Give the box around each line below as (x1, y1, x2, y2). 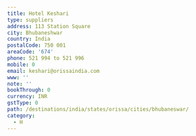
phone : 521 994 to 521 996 (7, 55, 85, 62)
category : (7, 112, 36, 119)
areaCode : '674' (7, 49, 54, 56)
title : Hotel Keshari (7, 10, 69, 17)
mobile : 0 (7, 61, 36, 68)
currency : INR (7, 93, 48, 100)
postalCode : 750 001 (7, 42, 67, 49)
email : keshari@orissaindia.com (7, 67, 100, 74)
